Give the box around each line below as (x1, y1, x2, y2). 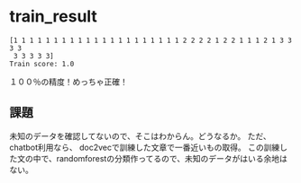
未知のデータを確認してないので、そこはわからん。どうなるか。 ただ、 (9, 130, 272, 141)
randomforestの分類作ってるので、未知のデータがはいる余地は (56, 152, 288, 163)
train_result (9, 6, 97, 27)
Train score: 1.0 (9, 59, 75, 68)
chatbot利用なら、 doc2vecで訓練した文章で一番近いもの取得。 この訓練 (9, 142, 280, 152)
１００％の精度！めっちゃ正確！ (9, 76, 128, 87)
